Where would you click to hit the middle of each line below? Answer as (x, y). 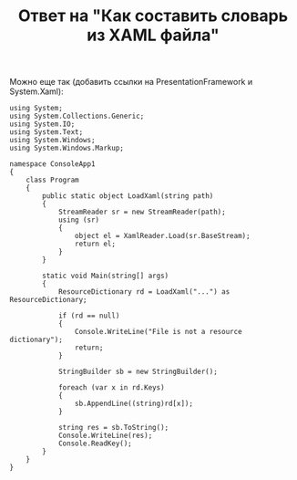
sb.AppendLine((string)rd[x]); (134, 404)
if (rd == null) (89, 316)
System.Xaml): (36, 91)
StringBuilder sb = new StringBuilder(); (138, 372)
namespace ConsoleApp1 (52, 164)
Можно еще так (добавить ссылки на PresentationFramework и (131, 82)
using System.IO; (42, 124)
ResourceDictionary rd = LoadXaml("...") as (144, 292)
